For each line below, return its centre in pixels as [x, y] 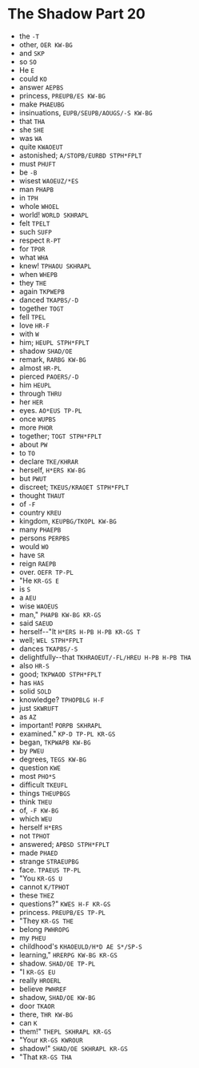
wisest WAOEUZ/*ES [49, 180]
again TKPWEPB [42, 291]
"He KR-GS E [39, 580]
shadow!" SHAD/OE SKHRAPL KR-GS [74, 1048]
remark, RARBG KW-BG [53, 359]
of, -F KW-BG [39, 810]
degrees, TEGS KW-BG [53, 759]
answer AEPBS [41, 87]
